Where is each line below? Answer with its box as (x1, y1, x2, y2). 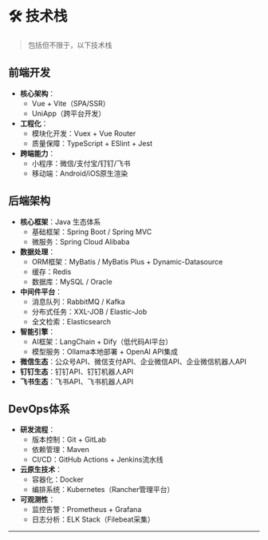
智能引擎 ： (19, 327, 56, 336)
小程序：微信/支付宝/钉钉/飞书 (31, 158, 131, 168)
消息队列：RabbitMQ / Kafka (31, 296, 125, 306)
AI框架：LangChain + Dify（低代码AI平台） (31, 336, 173, 346)
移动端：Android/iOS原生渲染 (31, 169, 128, 178)
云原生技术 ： (19, 465, 62, 474)
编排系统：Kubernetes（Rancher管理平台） (31, 485, 175, 494)
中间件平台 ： (19, 287, 62, 296)
